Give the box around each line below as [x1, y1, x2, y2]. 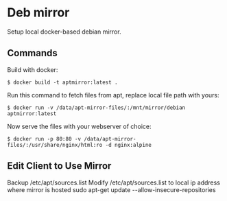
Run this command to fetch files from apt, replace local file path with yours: [7, 91, 219, 99]
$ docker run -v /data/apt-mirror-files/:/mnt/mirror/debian [7, 104, 186, 111]
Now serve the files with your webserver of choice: [7, 122, 152, 130]
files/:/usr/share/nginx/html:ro [7, 141, 103, 148]
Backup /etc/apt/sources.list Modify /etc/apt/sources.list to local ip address [7, 178, 221, 187]
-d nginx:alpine [105, 141, 152, 148]
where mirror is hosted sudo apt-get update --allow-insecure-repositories [7, 185, 216, 193]
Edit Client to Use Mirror [7, 160, 112, 172]
